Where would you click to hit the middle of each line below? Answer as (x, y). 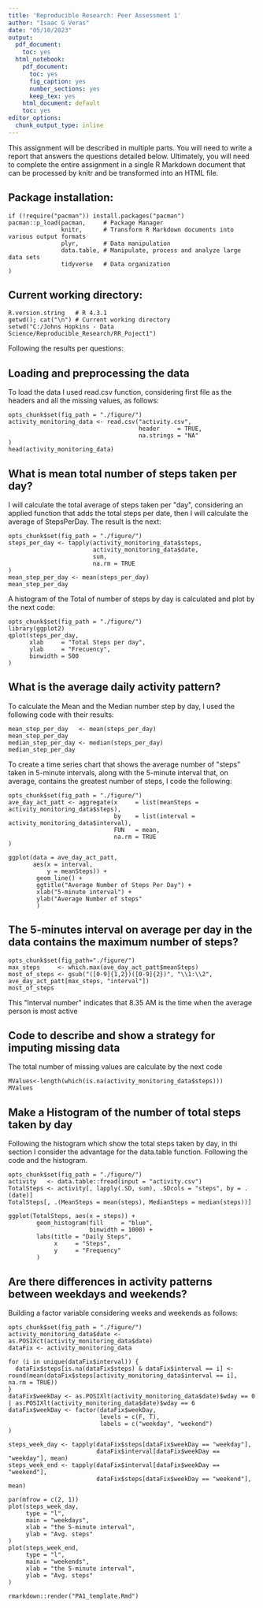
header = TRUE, (170, 429)
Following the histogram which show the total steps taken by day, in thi (123, 1144)
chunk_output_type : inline (59, 125)
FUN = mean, (137, 830)
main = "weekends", (57, 1562)
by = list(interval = (154, 816)
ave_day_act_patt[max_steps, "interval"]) (79, 981)
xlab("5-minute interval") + (84, 892)
